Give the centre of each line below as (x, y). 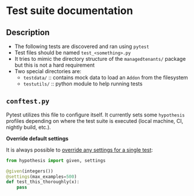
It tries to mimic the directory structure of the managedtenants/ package (100, 59)
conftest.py (28, 102)
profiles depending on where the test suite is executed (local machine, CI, (95, 121)
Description (28, 32)
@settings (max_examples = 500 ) (41, 177)
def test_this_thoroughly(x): (43, 182)
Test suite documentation (70, 11)
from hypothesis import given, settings (56, 160)
